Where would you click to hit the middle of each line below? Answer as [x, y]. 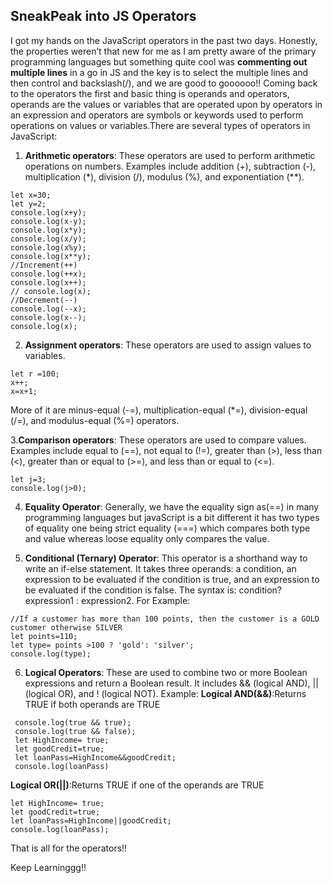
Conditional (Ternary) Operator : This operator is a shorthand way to [166, 558]
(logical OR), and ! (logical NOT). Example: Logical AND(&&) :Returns [165, 693]
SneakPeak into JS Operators [103, 16]
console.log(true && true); [73, 722]
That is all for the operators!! [69, 848]
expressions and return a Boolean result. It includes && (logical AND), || [171, 683]
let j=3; [28, 479]
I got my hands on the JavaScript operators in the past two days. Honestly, [164, 40]
